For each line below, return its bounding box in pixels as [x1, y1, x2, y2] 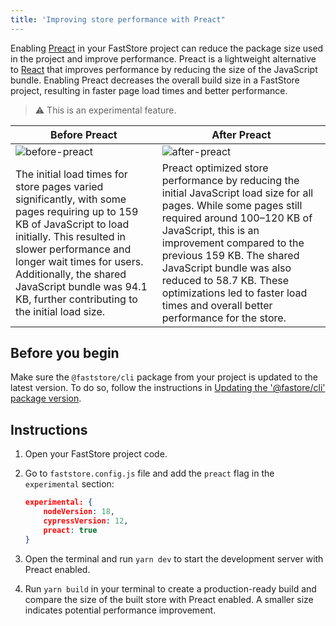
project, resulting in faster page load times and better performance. [10, 84, 288, 96]
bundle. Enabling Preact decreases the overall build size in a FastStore [10, 74, 300, 86]
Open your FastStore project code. [24, 448, 168, 460]
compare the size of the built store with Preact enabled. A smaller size [24, 593, 314, 605]
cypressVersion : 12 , [43, 516, 129, 526]
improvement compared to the [161, 236, 305, 250]
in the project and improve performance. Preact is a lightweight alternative [10, 52, 317, 65]
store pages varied [15, 179, 104, 193]
